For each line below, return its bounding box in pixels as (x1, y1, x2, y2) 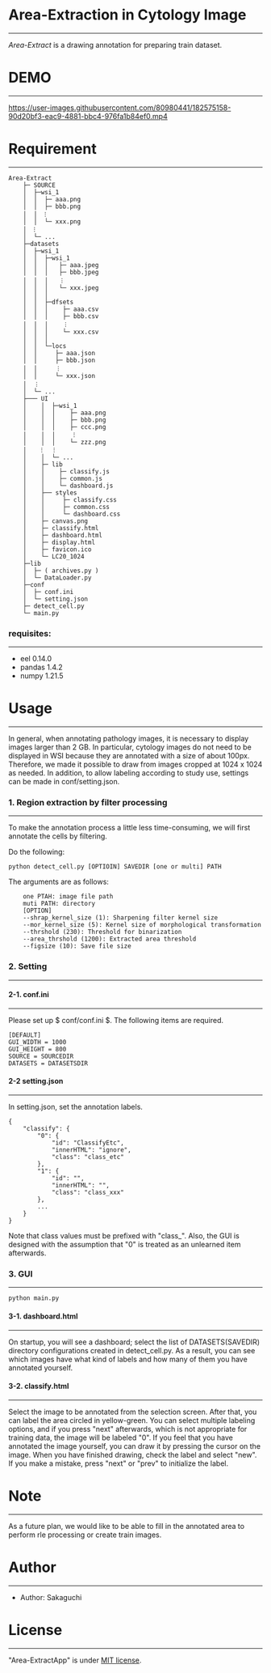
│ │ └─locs (23, 342, 67, 350)
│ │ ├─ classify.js (23, 467, 110, 475)
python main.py (8, 1294, 60, 1302)
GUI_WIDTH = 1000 (8, 1038, 67, 1046)
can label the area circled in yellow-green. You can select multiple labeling (8, 1415, 256, 1425)
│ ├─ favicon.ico (23, 545, 92, 554)
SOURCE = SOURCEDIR (8, 1052, 74, 1060)
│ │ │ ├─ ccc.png (23, 422, 106, 431)
